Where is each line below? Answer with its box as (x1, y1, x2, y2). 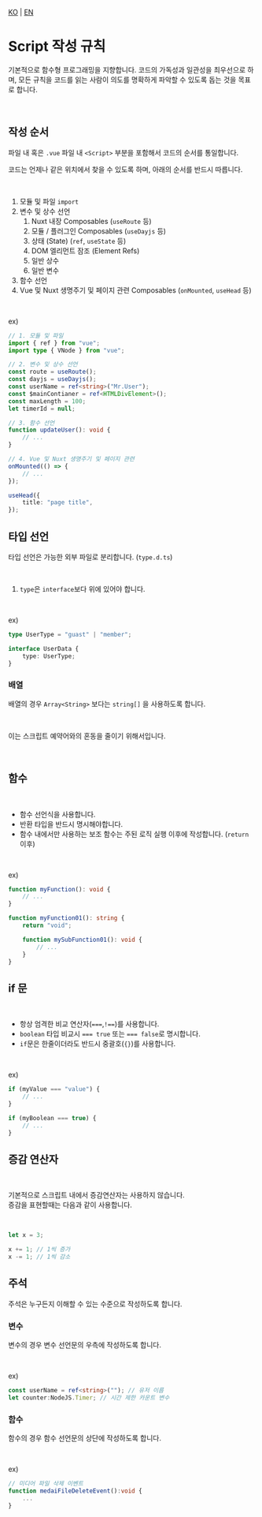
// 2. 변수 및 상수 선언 (8, 361, 79, 368)
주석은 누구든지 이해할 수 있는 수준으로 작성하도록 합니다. (8, 1298, 183, 1309)
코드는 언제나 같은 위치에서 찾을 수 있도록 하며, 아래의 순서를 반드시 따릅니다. (8, 164, 243, 174)
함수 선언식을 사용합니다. (19, 809, 96, 819)
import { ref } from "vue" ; (8, 339, 101, 347)
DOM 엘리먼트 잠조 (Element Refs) (31, 245, 140, 256)
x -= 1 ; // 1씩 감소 (8, 1253, 71, 1261)
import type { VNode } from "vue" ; (8, 346, 125, 354)
